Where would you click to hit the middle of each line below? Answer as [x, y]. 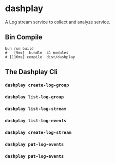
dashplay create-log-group [37, 85]
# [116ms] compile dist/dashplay [40, 57]
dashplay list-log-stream [36, 109]
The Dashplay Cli [31, 72]
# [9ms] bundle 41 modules [37, 53]
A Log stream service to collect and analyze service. [58, 22]
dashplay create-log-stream [38, 132]
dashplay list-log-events [36, 120]
